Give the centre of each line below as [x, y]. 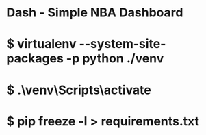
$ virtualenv [41, 44]
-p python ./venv [115, 59]
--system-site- [123, 44]
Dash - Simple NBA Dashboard [95, 13]
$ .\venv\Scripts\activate [79, 90]
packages [35, 59]
